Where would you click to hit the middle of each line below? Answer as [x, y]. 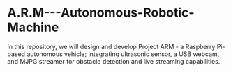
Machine [33, 27]
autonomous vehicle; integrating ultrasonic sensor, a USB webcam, [123, 54]
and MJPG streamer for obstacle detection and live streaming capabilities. [114, 61]
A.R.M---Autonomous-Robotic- [101, 13]
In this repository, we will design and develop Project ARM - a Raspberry [111, 46]
